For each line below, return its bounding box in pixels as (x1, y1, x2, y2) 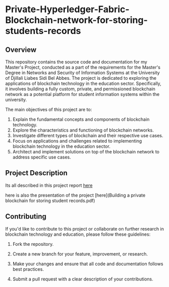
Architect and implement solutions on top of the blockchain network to (12, 149, 159, 154)
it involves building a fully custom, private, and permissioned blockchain (5, 86, 156, 92)
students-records (5, 25, 81, 37)
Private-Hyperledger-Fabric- (5, 4, 130, 15)
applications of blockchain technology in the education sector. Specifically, (5, 80, 162, 86)
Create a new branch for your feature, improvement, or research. (12, 250, 148, 257)
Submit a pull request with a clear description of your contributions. (12, 276, 153, 282)
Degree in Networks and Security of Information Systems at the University (5, 70, 160, 76)
